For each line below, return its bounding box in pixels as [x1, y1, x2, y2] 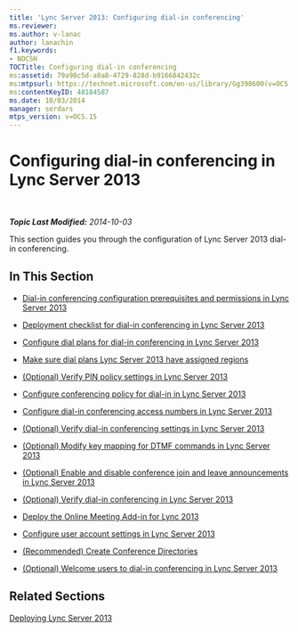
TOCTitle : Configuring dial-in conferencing [9, 63, 177, 72]
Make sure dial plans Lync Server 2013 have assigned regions [21, 354, 249, 365]
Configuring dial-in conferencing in [9, 151, 276, 171]
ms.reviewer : [9, 21, 58, 30]
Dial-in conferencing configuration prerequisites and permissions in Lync [21, 292, 289, 303]
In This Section [9, 269, 94, 284]
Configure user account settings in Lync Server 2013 [21, 528, 215, 539]
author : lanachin [9, 37, 74, 47]
